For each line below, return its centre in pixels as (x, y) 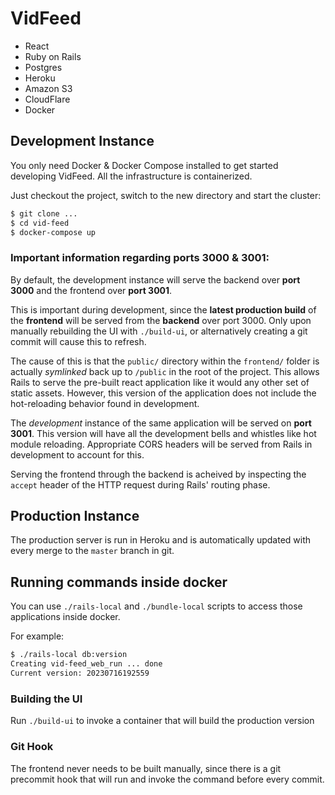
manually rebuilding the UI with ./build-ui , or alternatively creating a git (159, 331)
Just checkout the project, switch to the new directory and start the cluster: (166, 195)
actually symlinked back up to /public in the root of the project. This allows (165, 371)
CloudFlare (47, 99)
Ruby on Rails (53, 56)
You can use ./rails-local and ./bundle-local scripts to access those (156, 606)
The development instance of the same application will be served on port (161, 423)
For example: (37, 636)
